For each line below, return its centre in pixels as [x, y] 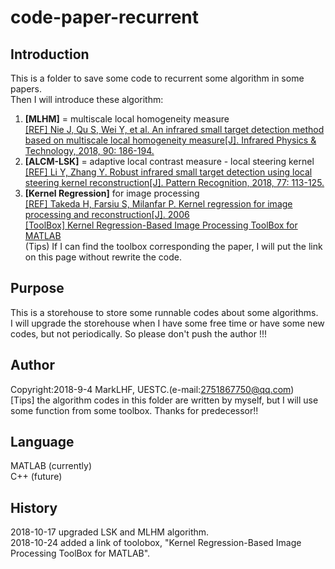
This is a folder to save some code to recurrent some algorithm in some [157, 78]
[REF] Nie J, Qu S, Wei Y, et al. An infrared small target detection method [174, 129]
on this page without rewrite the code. [103, 257]
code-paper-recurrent [105, 17]
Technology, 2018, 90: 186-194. [89, 150]
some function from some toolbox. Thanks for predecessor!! [134, 410]
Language [42, 442]
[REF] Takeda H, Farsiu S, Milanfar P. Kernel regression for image [158, 204]
